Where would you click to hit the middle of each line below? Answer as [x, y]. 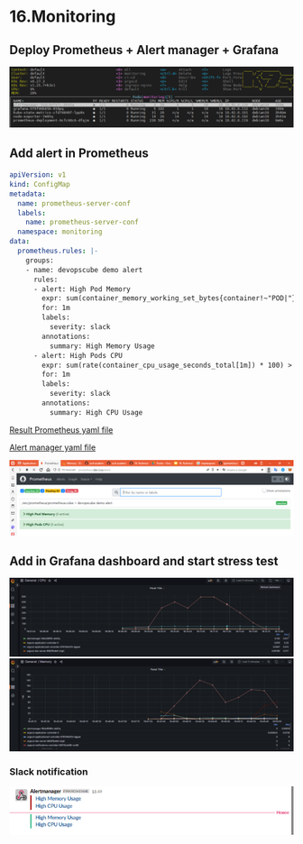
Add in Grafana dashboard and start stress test [144, 561]
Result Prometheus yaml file [61, 429]
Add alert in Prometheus [79, 153]
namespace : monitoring [60, 232]
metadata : [28, 194]
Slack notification [49, 771]
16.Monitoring [63, 17]
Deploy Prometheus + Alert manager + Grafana [144, 50]
